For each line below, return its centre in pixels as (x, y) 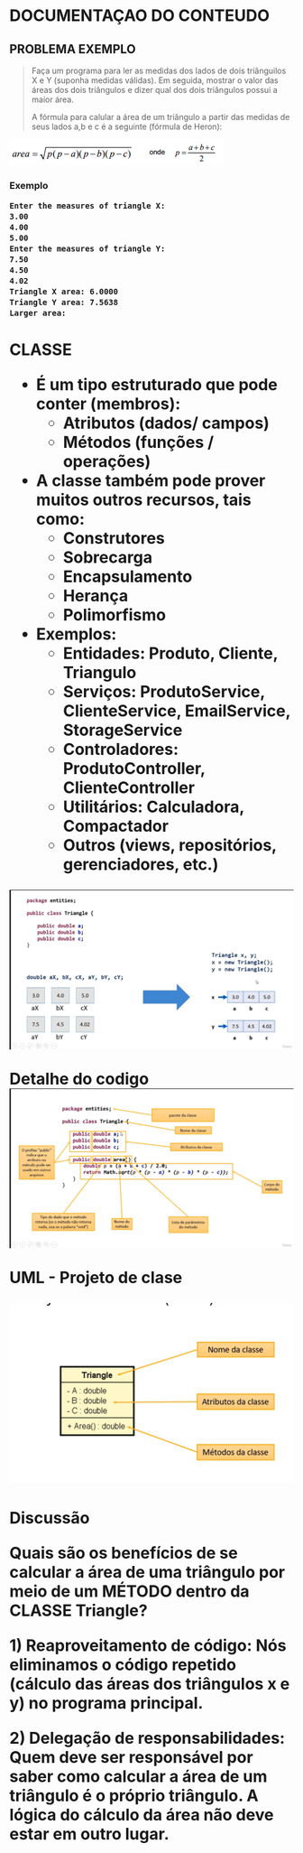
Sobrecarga (108, 558)
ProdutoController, (134, 769)
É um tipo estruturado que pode (156, 385)
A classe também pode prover (151, 481)
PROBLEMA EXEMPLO (73, 49)
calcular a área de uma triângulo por (147, 1573)
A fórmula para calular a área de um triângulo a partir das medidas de (161, 117)
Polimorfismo (115, 615)
